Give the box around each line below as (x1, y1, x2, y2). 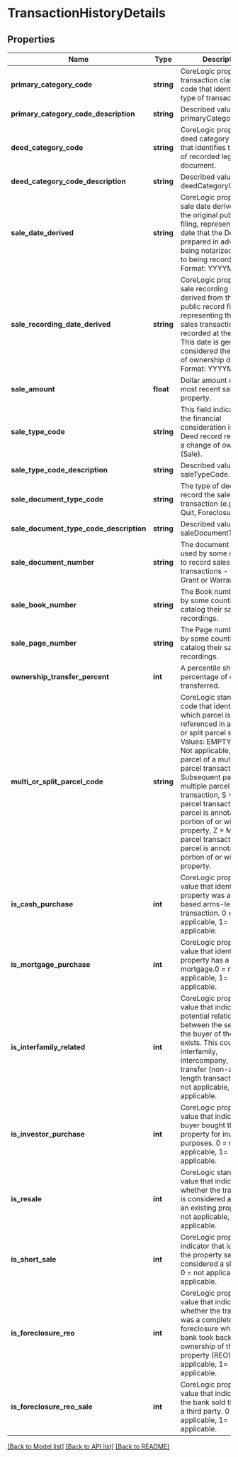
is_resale (11, 1194, 42, 1203)
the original (180, 210, 218, 220)
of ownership (180, 355, 225, 364)
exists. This (180, 1038, 218, 1047)
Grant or (180, 575, 208, 585)
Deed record (180, 431, 222, 441)
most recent (180, 384, 221, 394)
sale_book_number (11, 600, 77, 610)
